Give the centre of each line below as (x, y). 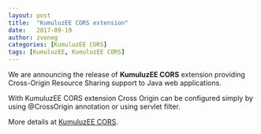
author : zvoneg (33, 37)
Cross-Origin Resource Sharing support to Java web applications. (115, 83)
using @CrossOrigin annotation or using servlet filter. (95, 106)
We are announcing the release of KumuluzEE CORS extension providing (127, 74)
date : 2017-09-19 (40, 30)
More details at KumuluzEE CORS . (63, 122)
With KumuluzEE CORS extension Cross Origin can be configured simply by (131, 98)
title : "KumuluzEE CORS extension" (68, 23)
